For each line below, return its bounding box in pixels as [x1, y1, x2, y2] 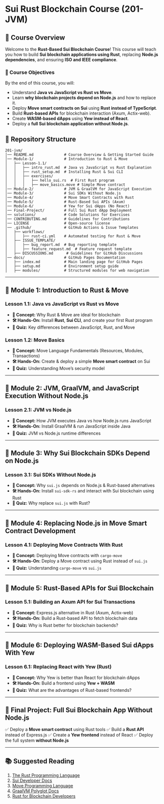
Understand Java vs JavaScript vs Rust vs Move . [12, 90, 113, 96]
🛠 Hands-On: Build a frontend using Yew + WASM [12, 680, 115, 686]
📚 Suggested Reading [5, 757, 75, 765]
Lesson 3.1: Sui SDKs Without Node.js [5, 471, 96, 478]
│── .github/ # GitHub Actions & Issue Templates [5, 225, 139, 230]
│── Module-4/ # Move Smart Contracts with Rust [5, 195, 134, 200]
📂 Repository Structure [5, 135, 76, 143]
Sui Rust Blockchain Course [5, 3, 120, 15]
